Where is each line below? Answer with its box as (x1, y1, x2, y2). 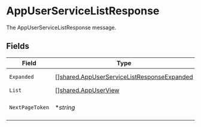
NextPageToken (9, 104, 50, 111)
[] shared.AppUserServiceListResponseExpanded (54, 73, 193, 81)
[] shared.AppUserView (54, 86, 120, 94)
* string (54, 103, 75, 111)
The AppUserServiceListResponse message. (6, 24, 117, 31)
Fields (6, 41, 30, 51)
